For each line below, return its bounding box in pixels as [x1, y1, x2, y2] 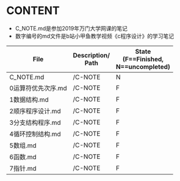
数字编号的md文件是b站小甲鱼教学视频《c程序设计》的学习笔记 [15, 32, 175, 40]
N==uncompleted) [115, 62, 171, 71]
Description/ [73, 51, 110, 59]
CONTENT [6, 4, 60, 18]
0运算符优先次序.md [9, 84, 67, 92]
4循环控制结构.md [9, 130, 61, 138]
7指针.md [9, 164, 37, 172]
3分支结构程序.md [9, 118, 61, 127]
